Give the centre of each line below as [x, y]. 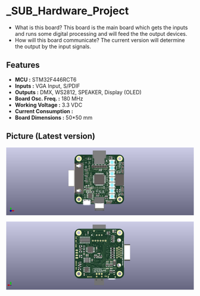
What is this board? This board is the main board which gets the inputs [101, 27]
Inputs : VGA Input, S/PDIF [47, 86]
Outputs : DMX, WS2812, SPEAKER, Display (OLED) [78, 92]
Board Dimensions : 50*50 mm [54, 117]
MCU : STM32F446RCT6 [46, 79]
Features [23, 65]
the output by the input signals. [53, 46]
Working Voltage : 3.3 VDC [49, 105]
